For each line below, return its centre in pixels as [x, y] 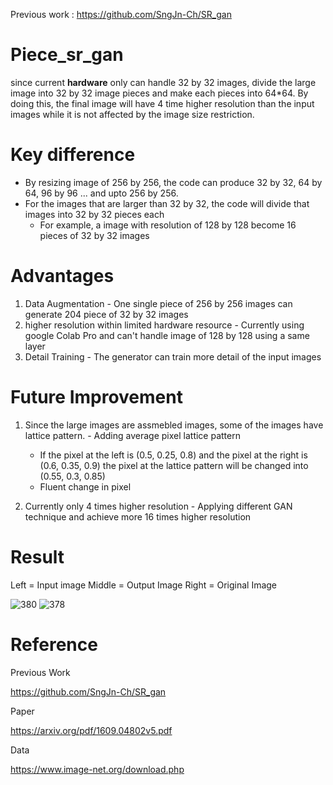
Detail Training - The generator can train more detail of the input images [173, 356]
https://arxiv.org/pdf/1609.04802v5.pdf [91, 730]
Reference [54, 644]
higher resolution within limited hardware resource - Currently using [164, 325]
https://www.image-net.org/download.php [97, 769]
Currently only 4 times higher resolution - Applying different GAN [158, 506]
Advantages [62, 276]
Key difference [73, 155]
